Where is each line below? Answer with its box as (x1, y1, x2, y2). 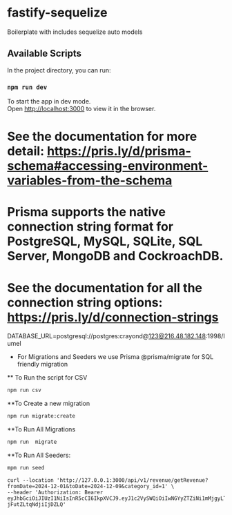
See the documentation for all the (7, 280, 202, 295)
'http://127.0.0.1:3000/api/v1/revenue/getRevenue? (56, 476, 209, 484)
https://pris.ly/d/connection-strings (7, 309, 219, 325)
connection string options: (7, 295, 163, 310)
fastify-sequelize (7, 5, 108, 21)
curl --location (7, 476, 54, 484)
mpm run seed (7, 464, 45, 471)
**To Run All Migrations (7, 425, 76, 434)
